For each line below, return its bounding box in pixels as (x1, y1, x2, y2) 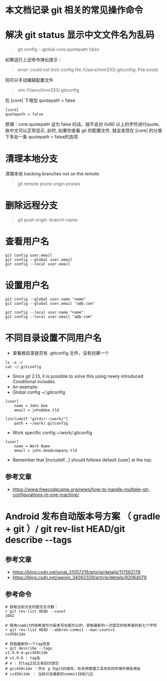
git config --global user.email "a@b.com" (5, 301, 95, 306)
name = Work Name (14, 443, 50, 449)
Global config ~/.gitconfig (12, 389, 65, 395)
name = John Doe (14, 403, 48, 408)
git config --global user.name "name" (5, 296, 86, 301)
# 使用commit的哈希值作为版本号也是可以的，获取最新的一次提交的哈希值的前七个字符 (5, 623, 157, 628)
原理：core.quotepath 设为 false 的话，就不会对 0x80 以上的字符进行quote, (5, 121, 160, 127)
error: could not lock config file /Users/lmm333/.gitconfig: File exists (17, 67, 158, 73)
